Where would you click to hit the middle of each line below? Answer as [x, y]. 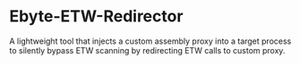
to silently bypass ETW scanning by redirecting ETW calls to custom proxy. [147, 50]
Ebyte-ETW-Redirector [96, 16]
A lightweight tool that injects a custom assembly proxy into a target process [150, 41]
